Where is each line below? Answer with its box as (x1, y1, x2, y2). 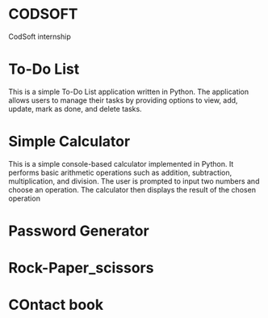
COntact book (8, 296, 103, 314)
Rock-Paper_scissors (8, 259, 154, 278)
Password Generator (8, 222, 149, 240)
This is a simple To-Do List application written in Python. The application (8, 87, 249, 96)
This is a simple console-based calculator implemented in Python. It (8, 159, 234, 168)
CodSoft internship (8, 32, 71, 41)
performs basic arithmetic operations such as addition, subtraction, (8, 167, 232, 177)
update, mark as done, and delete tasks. (8, 104, 143, 113)
